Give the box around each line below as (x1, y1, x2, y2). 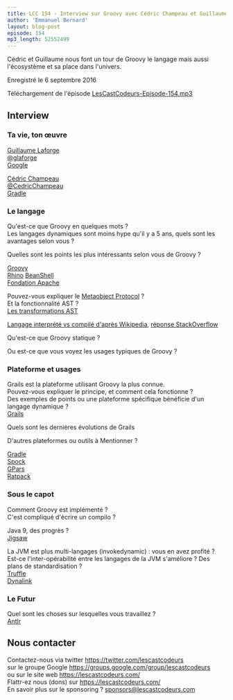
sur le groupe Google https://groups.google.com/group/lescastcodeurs (7, 662, 211, 671)
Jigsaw (7, 533, 28, 542)
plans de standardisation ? (7, 562, 83, 570)
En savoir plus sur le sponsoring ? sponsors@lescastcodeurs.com (7, 685, 196, 693)
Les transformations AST (7, 307, 78, 315)
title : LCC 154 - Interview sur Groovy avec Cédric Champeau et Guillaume (7, 10, 228, 17)
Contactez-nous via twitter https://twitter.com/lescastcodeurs (7, 656, 184, 664)
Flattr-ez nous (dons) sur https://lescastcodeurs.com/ (7, 678, 161, 686)
